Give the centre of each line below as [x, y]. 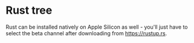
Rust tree [29, 10]
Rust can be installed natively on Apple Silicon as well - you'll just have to [97, 27]
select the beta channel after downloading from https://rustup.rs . [86, 33]
